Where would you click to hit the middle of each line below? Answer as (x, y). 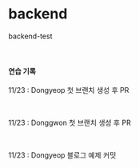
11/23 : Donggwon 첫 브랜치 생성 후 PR (70, 123)
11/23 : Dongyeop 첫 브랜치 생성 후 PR (69, 90)
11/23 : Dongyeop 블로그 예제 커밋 (62, 155)
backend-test (30, 36)
